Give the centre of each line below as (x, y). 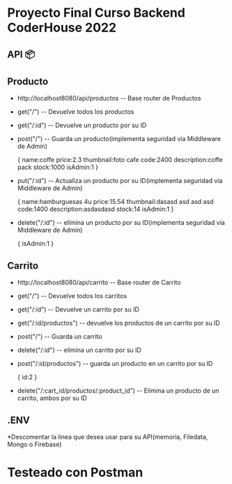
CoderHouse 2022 (62, 28)
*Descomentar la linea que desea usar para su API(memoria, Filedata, (108, 437)
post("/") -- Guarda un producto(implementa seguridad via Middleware (119, 139)
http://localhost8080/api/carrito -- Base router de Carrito (99, 283)
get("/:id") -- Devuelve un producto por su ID (82, 125)
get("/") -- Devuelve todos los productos (76, 112)
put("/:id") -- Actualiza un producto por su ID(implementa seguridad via (120, 181)
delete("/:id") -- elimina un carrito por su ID (79, 350)
